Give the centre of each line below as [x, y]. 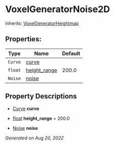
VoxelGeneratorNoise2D [58, 9]
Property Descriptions [41, 96]
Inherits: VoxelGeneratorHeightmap [42, 23]
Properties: [23, 39]
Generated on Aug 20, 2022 [35, 138]
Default [71, 53]
